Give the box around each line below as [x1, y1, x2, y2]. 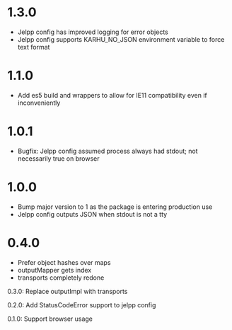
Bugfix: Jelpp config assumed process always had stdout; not [17, 147, 198, 155]
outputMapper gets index [17, 266, 92, 274]
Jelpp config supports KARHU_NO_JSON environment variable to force [17, 35, 225, 43]
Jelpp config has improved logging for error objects [17, 28, 168, 36]
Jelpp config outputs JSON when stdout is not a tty [17, 210, 168, 218]
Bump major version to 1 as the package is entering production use [17, 203, 213, 211]
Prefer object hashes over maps [17, 258, 111, 266]
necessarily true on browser [17, 154, 100, 163]
